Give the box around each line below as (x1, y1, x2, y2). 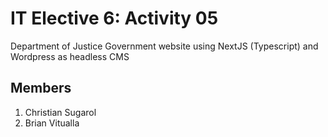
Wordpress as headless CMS (10, 50, 130, 62)
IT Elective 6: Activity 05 (10, 7, 219, 30)
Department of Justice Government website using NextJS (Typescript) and (10, 40, 319, 52)
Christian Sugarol (24, 106, 97, 118)
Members (10, 80, 72, 97)
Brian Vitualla (24, 117, 80, 129)
